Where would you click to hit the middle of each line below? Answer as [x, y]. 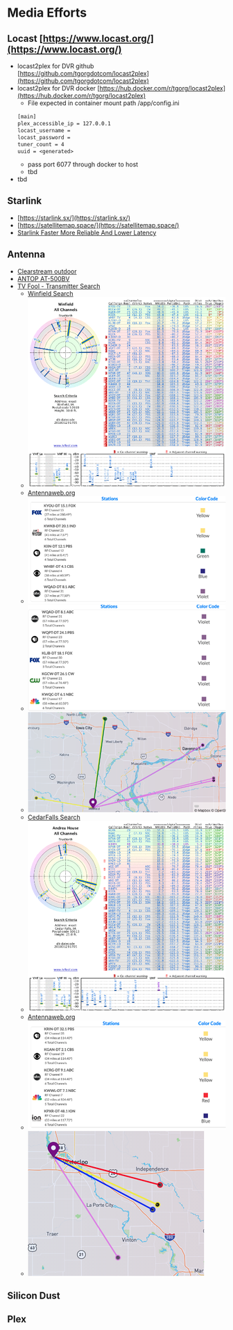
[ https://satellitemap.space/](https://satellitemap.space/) [98, 225]
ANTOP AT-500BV [43, 278]
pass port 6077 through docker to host [83, 164]
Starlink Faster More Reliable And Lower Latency [87, 232]
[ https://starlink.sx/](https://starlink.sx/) [74, 218]
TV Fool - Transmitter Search [59, 286]
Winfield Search [51, 293]
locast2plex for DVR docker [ [58, 88]
